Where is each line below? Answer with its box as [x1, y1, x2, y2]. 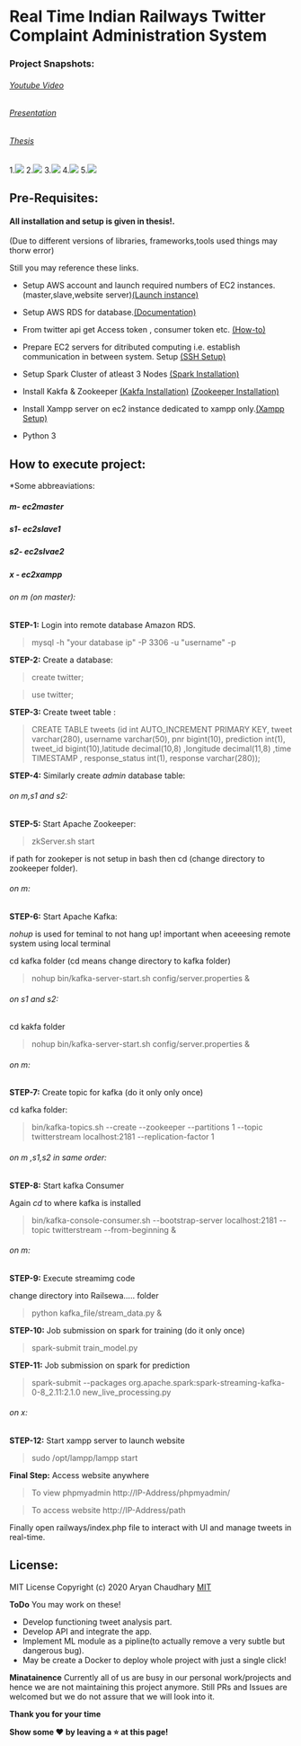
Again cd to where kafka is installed [9, 1197, 142, 1208]
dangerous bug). [22, 1644, 84, 1655]
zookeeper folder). [9, 863, 78, 873]
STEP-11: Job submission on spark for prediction [9, 1360, 190, 1370]
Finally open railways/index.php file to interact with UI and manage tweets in [9, 1522, 292, 1533]
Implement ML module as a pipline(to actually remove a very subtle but [22, 1635, 286, 1646]
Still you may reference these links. [9, 262, 139, 273]
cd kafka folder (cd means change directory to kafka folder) [9, 955, 231, 967]
